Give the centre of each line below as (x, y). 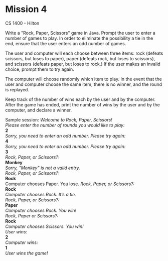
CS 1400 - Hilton (22, 23)
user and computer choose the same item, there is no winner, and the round (83, 84)
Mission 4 (26, 9)
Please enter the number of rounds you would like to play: (65, 125)
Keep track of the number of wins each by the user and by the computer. (80, 99)
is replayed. (17, 89)
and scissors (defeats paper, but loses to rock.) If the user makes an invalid (83, 64)
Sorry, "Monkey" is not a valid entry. (43, 168)
